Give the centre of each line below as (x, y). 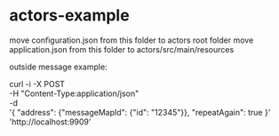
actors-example (70, 16)
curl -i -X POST (37, 84)
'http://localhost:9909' (50, 122)
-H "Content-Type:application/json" (74, 93)
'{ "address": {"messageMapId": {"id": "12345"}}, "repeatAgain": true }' (140, 112)
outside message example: (59, 67)
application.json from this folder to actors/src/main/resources (122, 49)
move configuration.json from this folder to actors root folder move (132, 40)
